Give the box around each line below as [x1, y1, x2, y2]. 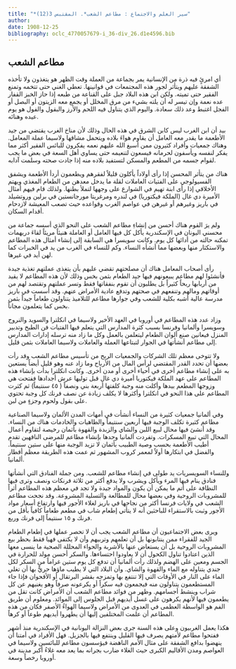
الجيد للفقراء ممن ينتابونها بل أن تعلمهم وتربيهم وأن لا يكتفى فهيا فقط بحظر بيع [8, 535, 212, 544]
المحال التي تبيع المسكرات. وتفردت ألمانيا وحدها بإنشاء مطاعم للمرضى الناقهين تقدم [8, 433, 228, 441]
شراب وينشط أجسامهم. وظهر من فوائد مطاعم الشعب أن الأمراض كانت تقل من [8, 587, 216, 596]
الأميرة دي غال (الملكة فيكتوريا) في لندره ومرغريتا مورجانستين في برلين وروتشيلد [8, 192, 220, 201]
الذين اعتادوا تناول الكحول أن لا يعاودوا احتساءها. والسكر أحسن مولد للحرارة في [8, 550, 215, 558]
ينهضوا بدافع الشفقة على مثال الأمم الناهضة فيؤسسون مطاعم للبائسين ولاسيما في [8, 639, 222, 647]
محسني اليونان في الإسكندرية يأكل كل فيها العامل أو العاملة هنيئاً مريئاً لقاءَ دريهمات [8, 228, 223, 237]
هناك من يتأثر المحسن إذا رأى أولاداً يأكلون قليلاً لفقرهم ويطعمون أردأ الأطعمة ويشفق [8, 170, 228, 178]
